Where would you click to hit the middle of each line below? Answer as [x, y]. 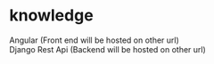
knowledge [51, 16]
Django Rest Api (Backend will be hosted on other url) [108, 49]
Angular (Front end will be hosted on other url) [95, 40]
